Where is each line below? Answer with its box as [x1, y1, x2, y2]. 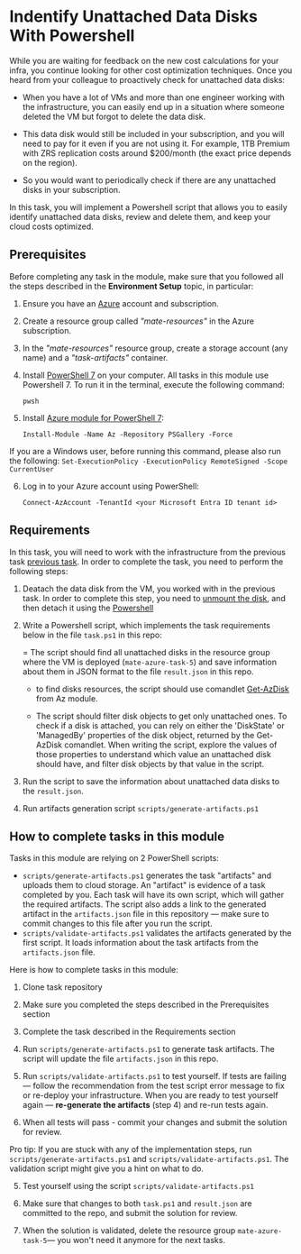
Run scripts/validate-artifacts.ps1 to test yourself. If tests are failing [22, 1071, 287, 1082]
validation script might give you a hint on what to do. [9, 1163, 205, 1174]
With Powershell [9, 25, 135, 46]
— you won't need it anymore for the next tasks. [46, 1235, 225, 1246]
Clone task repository [22, 982, 103, 993]
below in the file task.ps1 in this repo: [22, 629, 162, 640]
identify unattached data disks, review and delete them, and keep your [9, 211, 271, 222]
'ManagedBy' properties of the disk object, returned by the [35, 729, 255, 740]
